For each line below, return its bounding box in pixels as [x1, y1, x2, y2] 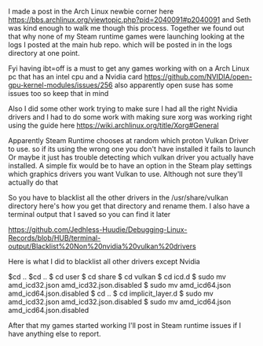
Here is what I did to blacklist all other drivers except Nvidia [8, 257, 200, 266]
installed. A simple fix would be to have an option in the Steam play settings [8, 161, 253, 170]
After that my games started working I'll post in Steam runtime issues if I [8, 321, 242, 329]
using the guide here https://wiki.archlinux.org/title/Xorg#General [8, 121, 219, 130]
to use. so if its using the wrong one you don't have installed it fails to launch [8, 145, 256, 153]
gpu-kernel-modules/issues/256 [8, 80, 113, 90]
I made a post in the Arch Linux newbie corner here [8, 7, 174, 16]
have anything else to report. [8, 329, 101, 338]
